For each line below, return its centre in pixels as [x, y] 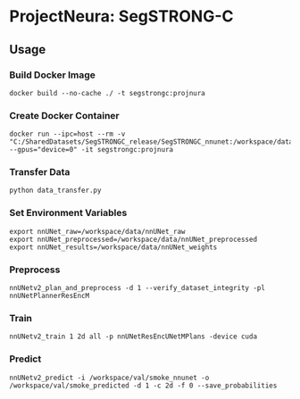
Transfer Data [40, 172]
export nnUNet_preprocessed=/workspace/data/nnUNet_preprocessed [133, 239]
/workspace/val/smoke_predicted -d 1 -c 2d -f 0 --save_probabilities [143, 386]
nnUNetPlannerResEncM [50, 296]
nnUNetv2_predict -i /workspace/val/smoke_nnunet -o [109, 378]
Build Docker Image [53, 75]
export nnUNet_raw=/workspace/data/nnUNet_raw [97, 231]
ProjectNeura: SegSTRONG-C [121, 17]
